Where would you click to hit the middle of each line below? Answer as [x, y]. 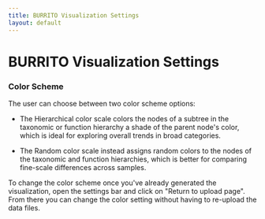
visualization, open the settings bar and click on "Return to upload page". [127, 191]
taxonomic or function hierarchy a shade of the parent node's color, [129, 127]
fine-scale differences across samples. [83, 167]
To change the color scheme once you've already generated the [112, 183]
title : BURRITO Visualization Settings [74, 15]
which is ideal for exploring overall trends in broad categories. [120, 135]
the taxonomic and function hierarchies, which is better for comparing [133, 159]
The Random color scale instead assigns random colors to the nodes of [136, 150]
